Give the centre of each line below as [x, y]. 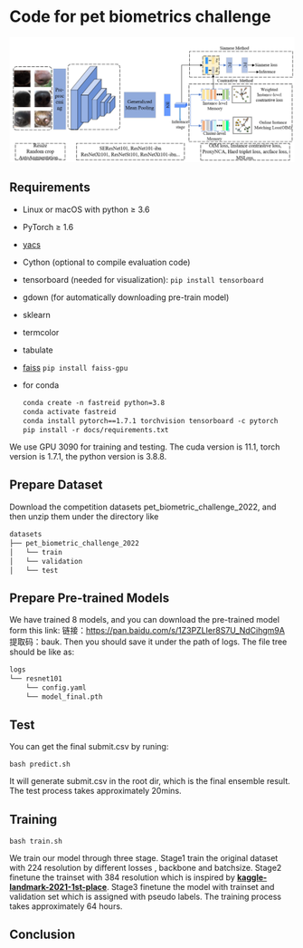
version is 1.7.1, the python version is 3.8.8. [88, 456]
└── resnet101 [36, 679]
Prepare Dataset [56, 485]
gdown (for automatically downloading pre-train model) [126, 297]
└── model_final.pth [64, 697]
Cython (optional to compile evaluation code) [106, 262]
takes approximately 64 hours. [66, 906]
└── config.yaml [57, 688]
